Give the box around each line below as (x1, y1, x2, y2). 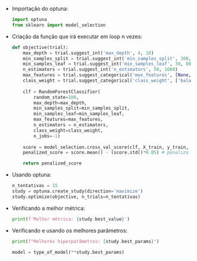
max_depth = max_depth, (33, 100, 88, 106)
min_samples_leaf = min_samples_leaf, (33, 111, 125, 117)
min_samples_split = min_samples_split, (33, 105, 130, 111)
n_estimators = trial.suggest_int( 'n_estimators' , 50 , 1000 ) (23, 67, 178, 73)
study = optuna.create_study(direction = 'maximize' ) (11, 188, 143, 194)
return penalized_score (23, 160, 82, 166)
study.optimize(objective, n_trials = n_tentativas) (11, 194, 141, 200)
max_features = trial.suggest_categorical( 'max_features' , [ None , (23, 72, 192, 78)
